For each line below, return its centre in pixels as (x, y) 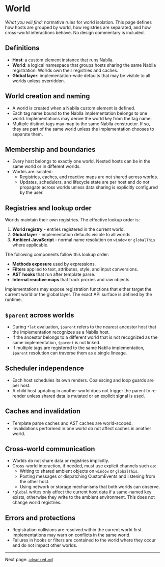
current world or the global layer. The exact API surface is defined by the (79, 295)
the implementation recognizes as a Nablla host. (61, 332)
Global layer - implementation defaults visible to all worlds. (72, 235)
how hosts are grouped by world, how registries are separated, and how (78, 27)
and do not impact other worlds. (45, 545)
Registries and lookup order (48, 208)
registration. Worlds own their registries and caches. (65, 70)
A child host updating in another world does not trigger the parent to (81, 390)
